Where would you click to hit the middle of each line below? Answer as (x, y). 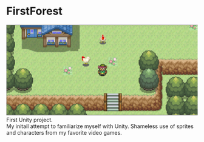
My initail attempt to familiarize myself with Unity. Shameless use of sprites (100, 126)
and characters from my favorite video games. (64, 133)
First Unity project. (29, 120)
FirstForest (34, 11)
